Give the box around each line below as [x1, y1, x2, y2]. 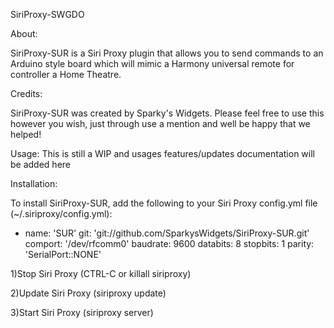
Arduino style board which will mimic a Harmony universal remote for [10, 58, 295, 69]
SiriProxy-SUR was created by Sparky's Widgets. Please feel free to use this [10, 107, 325, 119]
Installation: [10, 178, 58, 189]
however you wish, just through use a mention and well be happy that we [10, 118, 311, 129]
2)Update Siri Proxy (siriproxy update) [10, 287, 167, 299]
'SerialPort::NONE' [24, 249, 102, 260]
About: [10, 28, 38, 39]
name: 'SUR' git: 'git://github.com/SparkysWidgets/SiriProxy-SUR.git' [24, 227, 310, 239]
